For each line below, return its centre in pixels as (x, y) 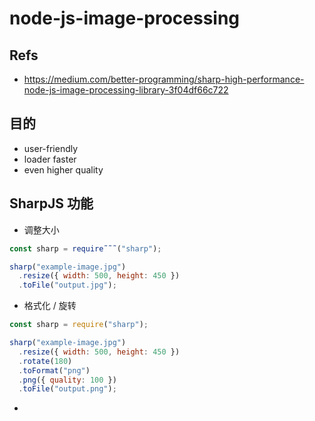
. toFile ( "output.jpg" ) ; (67, 285)
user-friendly (51, 148)
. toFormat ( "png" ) (54, 370)
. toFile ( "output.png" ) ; (67, 389)
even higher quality (63, 169)
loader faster (50, 159)
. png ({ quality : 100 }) (67, 380)
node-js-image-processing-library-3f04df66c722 (126, 90)
